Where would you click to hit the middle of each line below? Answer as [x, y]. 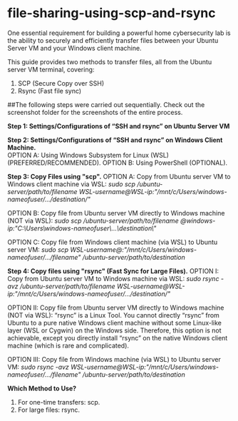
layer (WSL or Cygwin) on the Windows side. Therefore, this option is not [115, 330]
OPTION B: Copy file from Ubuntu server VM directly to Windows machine [116, 213]
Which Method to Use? [42, 388]
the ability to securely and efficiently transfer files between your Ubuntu [113, 40]
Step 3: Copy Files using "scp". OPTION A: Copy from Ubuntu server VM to [119, 176]
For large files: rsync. [49, 410]
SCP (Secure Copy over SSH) [61, 83]
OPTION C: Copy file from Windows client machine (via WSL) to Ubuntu [113, 242]
